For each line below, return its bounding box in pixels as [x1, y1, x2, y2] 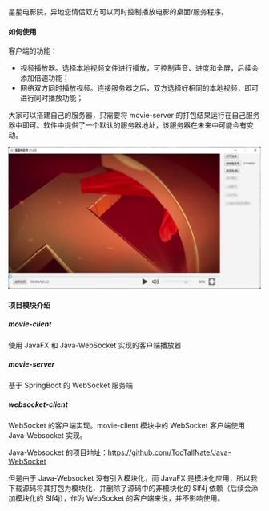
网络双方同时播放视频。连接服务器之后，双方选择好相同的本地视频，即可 [19, 83, 259, 93]
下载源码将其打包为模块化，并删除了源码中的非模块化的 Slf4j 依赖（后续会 [8, 484, 251, 493]
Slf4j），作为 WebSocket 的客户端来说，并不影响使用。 [45, 493, 225, 503]
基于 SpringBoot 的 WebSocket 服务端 [8, 380, 134, 391]
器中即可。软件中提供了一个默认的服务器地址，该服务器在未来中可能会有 [8, 120, 247, 130]
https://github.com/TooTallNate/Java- [107, 448, 231, 457]
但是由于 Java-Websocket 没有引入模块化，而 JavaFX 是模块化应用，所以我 [8, 473, 258, 483]
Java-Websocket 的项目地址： [8, 448, 108, 457]
